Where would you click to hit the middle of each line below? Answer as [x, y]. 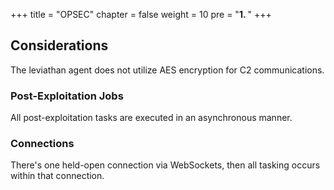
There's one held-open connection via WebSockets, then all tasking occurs [165, 165]
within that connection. [57, 176]
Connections [42, 144]
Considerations [59, 45]
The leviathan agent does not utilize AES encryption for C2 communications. [167, 70]
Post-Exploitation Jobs [67, 96]
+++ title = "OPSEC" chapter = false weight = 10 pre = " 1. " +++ [141, 14]
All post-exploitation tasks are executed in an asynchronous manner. [151, 118]
